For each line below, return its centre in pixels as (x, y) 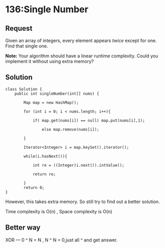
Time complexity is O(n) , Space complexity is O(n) (59, 211)
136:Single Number (47, 9)
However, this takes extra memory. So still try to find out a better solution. (82, 201)
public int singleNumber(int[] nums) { (57, 94)
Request (19, 28)
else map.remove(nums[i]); (70, 129)
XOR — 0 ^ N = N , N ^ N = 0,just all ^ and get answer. (62, 240)
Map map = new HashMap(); (51, 103)
